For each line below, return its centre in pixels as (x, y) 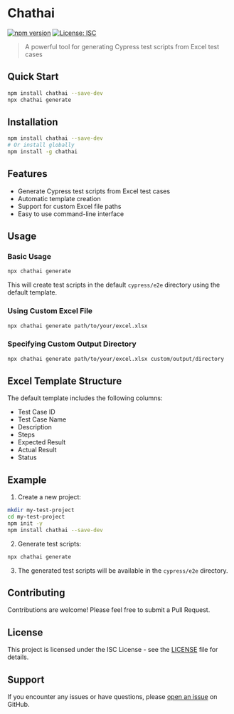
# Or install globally (41, 145)
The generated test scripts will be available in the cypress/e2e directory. (123, 570)
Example (27, 480)
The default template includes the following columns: (85, 398)
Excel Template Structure (65, 381)
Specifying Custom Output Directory (72, 344)
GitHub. (18, 705)
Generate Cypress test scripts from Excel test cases (94, 191)
